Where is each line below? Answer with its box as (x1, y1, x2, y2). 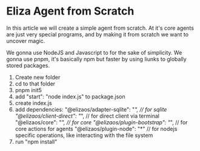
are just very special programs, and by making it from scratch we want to (6, 30, 189, 38)
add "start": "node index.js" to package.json (15, 93, 125, 100)
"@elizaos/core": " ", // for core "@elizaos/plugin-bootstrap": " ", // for (15, 118, 188, 126)
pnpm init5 (15, 86, 42, 93)
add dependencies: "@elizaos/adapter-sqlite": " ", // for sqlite (15, 106, 167, 113)
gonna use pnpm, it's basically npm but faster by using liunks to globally (6, 55, 187, 62)
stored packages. (6, 62, 50, 69)
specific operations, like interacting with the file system (15, 132, 153, 139)
